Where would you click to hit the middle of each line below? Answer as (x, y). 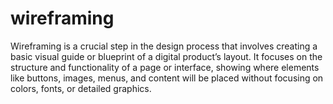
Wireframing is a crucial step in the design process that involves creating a (164, 46)
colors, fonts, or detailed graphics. (81, 88)
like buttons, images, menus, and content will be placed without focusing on (167, 78)
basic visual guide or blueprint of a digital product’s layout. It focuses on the (166, 56)
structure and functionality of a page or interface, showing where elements (165, 67)
